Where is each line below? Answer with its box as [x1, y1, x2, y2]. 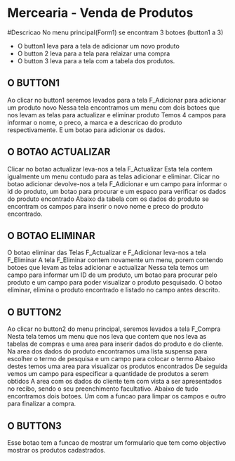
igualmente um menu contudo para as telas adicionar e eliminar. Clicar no [7, 172, 220, 181]
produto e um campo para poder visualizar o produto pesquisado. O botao [7, 278, 222, 287]
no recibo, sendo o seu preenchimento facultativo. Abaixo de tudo [7, 384, 199, 393]
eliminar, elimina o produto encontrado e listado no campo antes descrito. [7, 286, 220, 294]
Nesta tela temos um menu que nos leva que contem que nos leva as [7, 332, 207, 341]
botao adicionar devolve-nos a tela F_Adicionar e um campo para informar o [7, 179, 227, 188]
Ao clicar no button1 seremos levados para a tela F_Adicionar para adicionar [7, 96, 227, 104]
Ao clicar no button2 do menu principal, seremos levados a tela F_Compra [7, 325, 221, 333]
